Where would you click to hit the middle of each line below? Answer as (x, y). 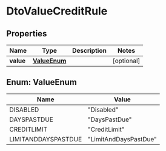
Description (89, 51)
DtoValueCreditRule (57, 11)
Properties (27, 34)
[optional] (126, 61)
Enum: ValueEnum (42, 82)
